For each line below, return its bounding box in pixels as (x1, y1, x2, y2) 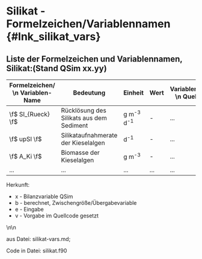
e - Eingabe (14, 206, 44, 213)
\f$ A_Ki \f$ (9, 152, 42, 160)
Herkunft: (6, 181, 30, 188)
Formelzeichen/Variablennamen (6, 17, 171, 31)
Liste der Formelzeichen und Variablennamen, (6, 54, 183, 64)
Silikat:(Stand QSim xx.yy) (6, 63, 107, 73)
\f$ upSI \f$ (9, 135, 42, 143)
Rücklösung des (61, 107, 106, 114)
